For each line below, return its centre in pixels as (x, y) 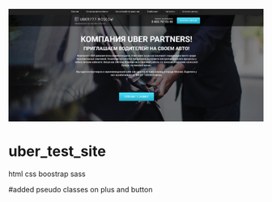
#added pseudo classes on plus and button (81, 189)
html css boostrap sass (47, 174)
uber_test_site (57, 151)
